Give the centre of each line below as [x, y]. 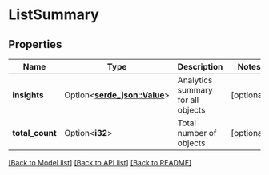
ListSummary [54, 15]
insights [28, 95]
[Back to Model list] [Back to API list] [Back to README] [100, 163]
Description [200, 67]
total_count [34, 133]
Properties [35, 44]
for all [188, 100]
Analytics [195, 80]
